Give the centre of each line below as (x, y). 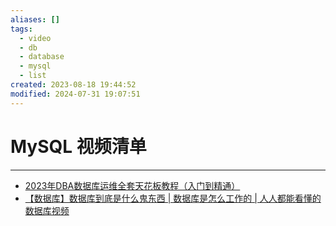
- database (42, 57)
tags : (21, 29)
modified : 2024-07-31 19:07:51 (75, 94)
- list (33, 76)
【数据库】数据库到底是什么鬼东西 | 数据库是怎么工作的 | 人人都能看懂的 (173, 198)
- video (35, 38)
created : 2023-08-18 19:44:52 (73, 85)
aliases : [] (35, 19)
